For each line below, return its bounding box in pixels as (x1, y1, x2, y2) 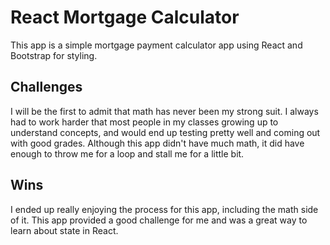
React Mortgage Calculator (10, 6, 240, 29)
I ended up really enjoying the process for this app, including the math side (10, 203, 319, 215)
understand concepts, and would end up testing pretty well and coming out (10, 126, 321, 138)
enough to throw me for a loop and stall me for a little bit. (10, 147, 245, 160)
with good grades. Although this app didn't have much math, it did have (10, 137, 305, 149)
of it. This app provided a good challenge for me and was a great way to (10, 214, 308, 226)
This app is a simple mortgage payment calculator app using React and (10, 39, 303, 51)
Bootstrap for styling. (10, 49, 98, 61)
